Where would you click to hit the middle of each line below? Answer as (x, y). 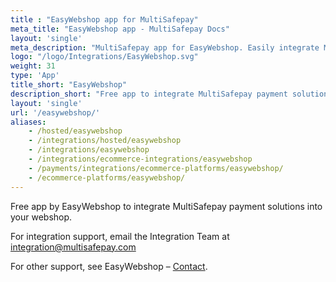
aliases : (28, 122)
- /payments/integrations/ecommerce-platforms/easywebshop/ (156, 168)
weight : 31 (33, 66)
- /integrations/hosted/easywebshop (105, 141)
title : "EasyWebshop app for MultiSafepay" (104, 19)
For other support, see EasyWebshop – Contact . (109, 266)
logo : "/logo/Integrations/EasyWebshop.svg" (104, 57)
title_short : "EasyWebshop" (69, 85)
